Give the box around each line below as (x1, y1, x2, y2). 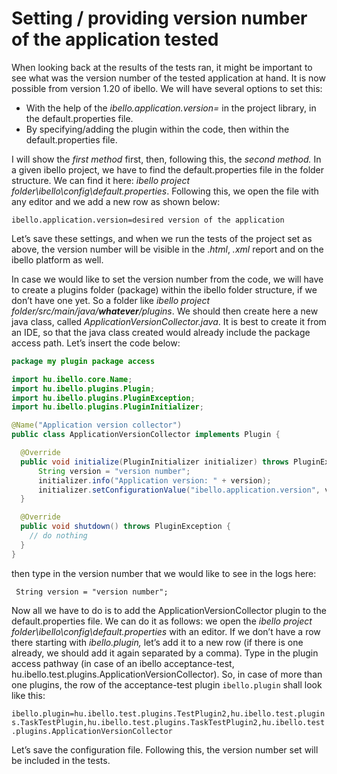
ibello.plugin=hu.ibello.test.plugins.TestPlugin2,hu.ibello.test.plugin (11, 708, 326, 719)
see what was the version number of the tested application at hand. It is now (11, 72, 326, 84)
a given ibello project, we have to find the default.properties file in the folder (11, 163, 325, 176)
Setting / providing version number (11, 7, 308, 30)
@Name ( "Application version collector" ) (11, 420, 183, 431)
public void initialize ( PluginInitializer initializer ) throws (20, 457, 289, 467)
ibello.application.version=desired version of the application (11, 215, 285, 225)
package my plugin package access (11, 356, 156, 366)
